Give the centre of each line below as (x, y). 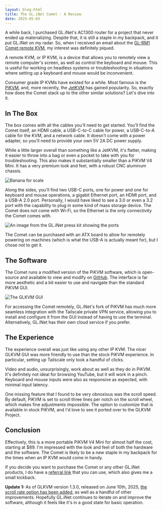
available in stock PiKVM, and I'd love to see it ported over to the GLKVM (78, 409)
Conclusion (23, 430)
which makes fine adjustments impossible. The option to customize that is (79, 404)
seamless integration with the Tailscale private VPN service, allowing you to (81, 312)
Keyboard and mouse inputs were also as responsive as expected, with (76, 379)
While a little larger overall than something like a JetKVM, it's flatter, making (81, 150)
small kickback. (21, 477)
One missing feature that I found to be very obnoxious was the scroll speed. (81, 394)
